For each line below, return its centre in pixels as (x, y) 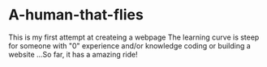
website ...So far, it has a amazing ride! (73, 54)
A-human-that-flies (76, 15)
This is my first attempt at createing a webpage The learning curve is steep (134, 37)
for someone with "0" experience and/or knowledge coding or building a (130, 45)
